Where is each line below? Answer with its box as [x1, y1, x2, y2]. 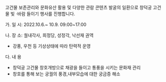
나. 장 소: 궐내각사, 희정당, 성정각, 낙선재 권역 [5, 32, 94, 38]
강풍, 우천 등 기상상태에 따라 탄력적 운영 [12, 43, 91, 49]
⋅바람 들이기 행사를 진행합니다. [16, 11, 76, 17]
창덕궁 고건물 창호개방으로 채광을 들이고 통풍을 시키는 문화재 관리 [12, 65, 141, 70]
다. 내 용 [5, 54, 22, 60]
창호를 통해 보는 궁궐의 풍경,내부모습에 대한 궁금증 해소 [12, 71, 121, 77]
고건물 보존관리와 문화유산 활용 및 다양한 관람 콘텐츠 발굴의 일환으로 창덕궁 [5, 5, 152, 10]
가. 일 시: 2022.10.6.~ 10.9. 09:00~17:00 [5, 22, 87, 27]
